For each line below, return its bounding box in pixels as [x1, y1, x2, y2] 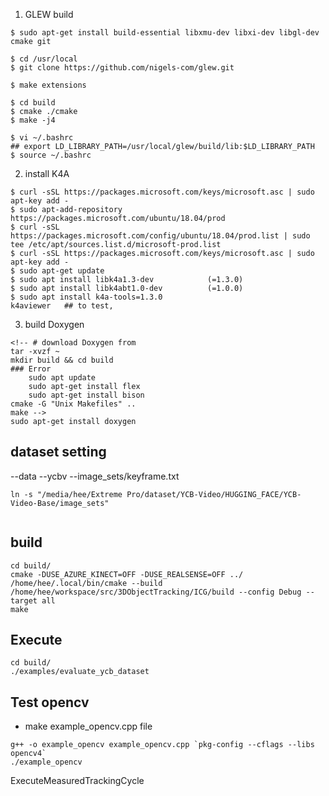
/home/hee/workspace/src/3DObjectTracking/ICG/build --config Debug [10, 587, 302, 597]
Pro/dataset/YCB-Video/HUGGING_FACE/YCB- [126, 489, 302, 499]
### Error [10, 364, 52, 374]
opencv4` [10, 749, 47, 759]
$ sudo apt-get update [10, 266, 105, 276]
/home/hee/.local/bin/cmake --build [10, 578, 163, 588]
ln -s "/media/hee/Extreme [10, 489, 123, 499]
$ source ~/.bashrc [10, 150, 92, 160]
